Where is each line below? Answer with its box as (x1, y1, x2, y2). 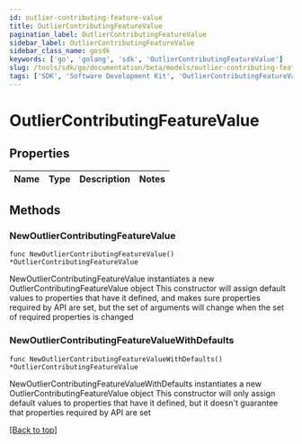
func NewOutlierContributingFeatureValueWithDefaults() (9, 354, 223, 364)
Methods (9, 203, 61, 218)
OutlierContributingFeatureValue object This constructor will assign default (9, 283, 286, 294)
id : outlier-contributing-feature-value (9, 13, 164, 22)
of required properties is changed (9, 312, 134, 323)
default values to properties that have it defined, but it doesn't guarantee (9, 397, 279, 408)
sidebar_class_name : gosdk (9, 47, 111, 56)
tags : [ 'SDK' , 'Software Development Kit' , (9, 72, 175, 81)
